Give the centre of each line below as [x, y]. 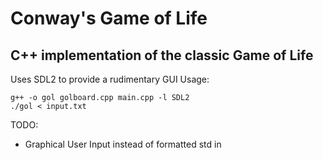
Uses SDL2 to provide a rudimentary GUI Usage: [110, 79]
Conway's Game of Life [109, 18]
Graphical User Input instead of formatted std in [123, 144]
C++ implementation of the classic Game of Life [162, 55]
